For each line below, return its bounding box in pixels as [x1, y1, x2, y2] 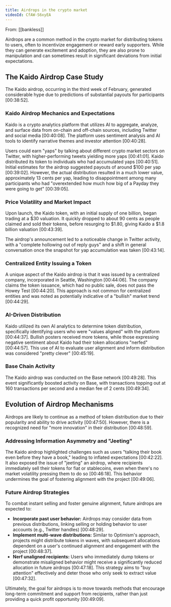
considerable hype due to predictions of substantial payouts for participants [5, 91, 164, 98]
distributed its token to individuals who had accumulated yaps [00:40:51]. [5, 158, 159, 165]
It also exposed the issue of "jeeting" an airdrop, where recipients [5, 459, 143, 465]
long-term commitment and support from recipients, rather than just [5, 591, 148, 597]
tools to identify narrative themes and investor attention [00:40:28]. [5, 137, 147, 144]
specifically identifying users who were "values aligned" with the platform [5, 328, 160, 335]
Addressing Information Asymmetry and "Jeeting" [5, 437, 132, 445]
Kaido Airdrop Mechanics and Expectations [5, 110, 115, 117]
